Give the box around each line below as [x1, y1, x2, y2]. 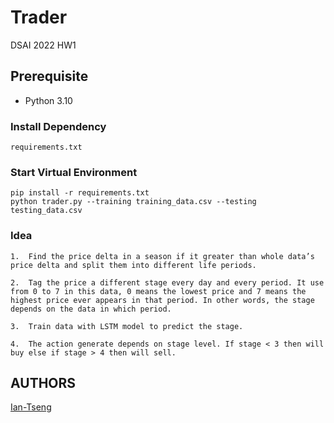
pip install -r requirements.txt [10, 188, 150, 198]
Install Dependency [10, 119, 107, 133]
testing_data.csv [10, 206, 83, 216]
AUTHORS [10, 375, 77, 392]
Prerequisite [10, 68, 89, 85]
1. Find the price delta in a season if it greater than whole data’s [10, 251, 315, 261]
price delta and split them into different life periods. [10, 260, 257, 270]
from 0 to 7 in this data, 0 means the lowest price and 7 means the [10, 286, 307, 296]
